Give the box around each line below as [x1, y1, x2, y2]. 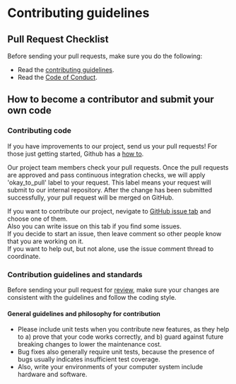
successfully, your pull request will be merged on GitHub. [7, 193, 175, 202]
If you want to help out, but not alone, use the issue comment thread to [7, 244, 214, 252]
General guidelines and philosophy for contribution [7, 309, 161, 318]
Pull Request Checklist [7, 33, 109, 45]
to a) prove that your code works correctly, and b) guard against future [17, 332, 224, 341]
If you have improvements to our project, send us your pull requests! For [7, 141, 218, 150]
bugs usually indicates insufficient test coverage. [17, 355, 160, 363]
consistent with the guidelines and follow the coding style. [7, 293, 177, 301]
